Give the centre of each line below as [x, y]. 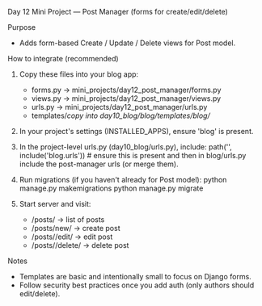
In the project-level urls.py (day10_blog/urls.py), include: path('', [125, 147]
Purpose [22, 27]
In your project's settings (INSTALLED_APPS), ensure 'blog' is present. [136, 131]
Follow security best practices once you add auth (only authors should [137, 285]
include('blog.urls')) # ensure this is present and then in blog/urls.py [133, 155]
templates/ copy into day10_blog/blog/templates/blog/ [121, 115]
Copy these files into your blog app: [79, 74]
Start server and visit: [55, 204]
